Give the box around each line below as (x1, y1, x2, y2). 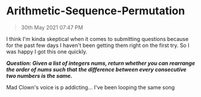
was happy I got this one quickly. (6, 48, 88, 55)
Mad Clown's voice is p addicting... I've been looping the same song (6, 83, 175, 90)
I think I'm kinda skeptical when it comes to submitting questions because (6, 35, 189, 42)
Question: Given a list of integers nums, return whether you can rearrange (6, 60, 196, 67)
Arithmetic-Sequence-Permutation (6, 4, 185, 18)
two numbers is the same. (6, 72, 73, 79)
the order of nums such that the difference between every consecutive (6, 65, 187, 73)
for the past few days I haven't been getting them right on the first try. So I (6, 42, 190, 49)
